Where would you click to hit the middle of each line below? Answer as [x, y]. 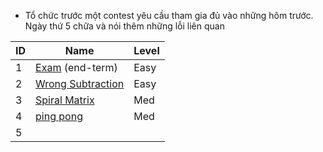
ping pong [59, 116]
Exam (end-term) [76, 67]
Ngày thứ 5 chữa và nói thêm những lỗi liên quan [124, 26]
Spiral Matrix [65, 100]
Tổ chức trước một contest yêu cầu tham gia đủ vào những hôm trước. [169, 15]
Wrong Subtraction [80, 83]
